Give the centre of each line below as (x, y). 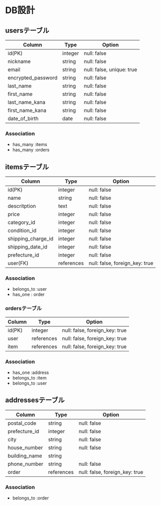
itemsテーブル (27, 167)
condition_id (22, 230)
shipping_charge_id (30, 239)
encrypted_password (32, 78)
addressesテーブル (35, 400)
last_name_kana (27, 102)
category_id (21, 222)
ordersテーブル (23, 308)
